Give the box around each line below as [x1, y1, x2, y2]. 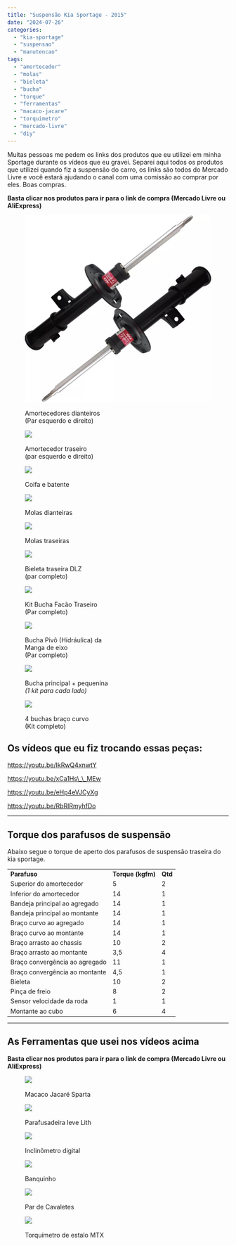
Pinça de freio [10, 987, 51, 996]
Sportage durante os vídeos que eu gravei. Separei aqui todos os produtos [7, 158, 223, 166]
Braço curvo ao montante [10, 929, 84, 937]
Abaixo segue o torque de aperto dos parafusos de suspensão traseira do [7, 848, 221, 856]
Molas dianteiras [25, 508, 73, 516]
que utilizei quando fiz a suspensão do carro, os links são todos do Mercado [7, 165, 228, 174]
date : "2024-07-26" [7, 18, 65, 26]
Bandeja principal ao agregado [10, 899, 99, 908]
